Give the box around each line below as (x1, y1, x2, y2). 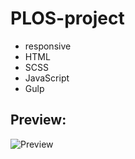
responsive (24, 40, 72, 52)
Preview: (10, 112, 67, 129)
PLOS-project (10, 7, 125, 30)
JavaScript (24, 72, 70, 84)
